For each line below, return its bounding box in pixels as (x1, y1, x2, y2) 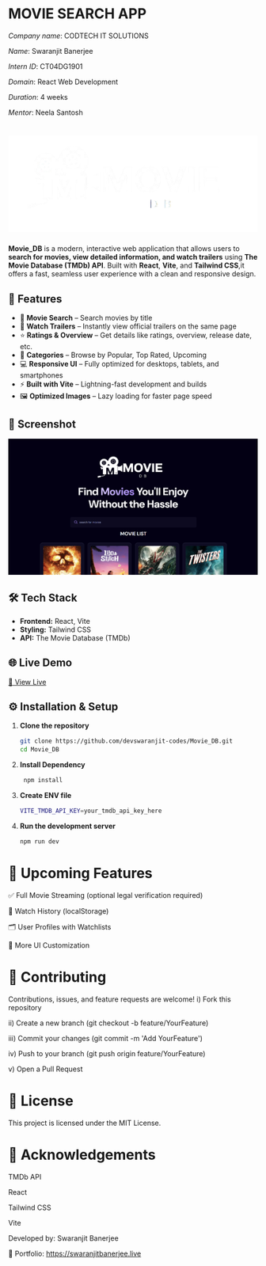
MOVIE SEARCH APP (8, 5, 147, 23)
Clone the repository (19, 721, 89, 731)
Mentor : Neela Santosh (8, 108, 83, 117)
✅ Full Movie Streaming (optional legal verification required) (8, 890, 203, 899)
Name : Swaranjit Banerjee (8, 46, 93, 55)
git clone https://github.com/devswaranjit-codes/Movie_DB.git (19, 737, 234, 745)
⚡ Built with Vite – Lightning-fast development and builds (19, 379, 207, 389)
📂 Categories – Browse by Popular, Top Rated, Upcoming (19, 350, 207, 360)
